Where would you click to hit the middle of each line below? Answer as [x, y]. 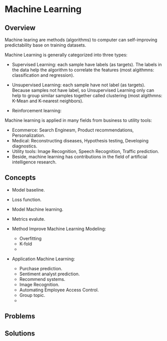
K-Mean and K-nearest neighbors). [47, 101]
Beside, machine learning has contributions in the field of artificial [79, 157]
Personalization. [28, 135]
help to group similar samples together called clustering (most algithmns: [87, 96]
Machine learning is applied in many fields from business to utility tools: [78, 120]
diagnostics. [24, 146]
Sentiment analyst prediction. [49, 274]
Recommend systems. [42, 279]
